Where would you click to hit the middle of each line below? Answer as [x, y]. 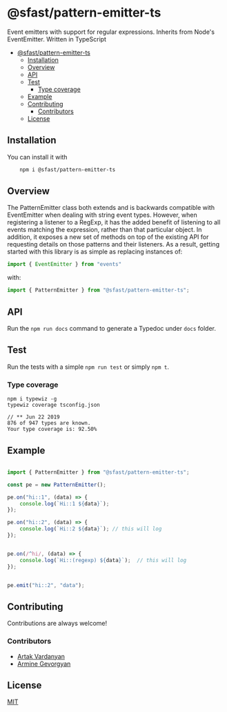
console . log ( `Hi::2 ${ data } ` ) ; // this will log [91, 529]
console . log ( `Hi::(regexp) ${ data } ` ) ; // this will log [103, 560]
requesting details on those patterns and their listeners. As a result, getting [113, 244]
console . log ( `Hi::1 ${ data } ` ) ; [65, 503]
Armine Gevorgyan [44, 664]
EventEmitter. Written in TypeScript [57, 39]
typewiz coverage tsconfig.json [53, 405]
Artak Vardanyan [41, 656]
